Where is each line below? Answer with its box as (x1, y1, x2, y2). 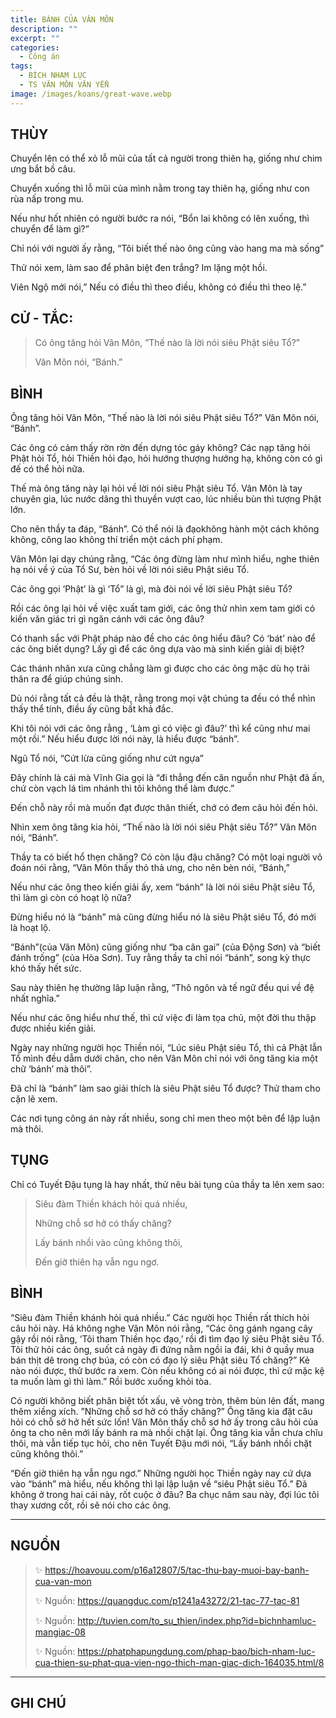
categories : (10, 42, 60, 53)
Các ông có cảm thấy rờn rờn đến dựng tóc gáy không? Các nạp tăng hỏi (10, 442, 311, 454)
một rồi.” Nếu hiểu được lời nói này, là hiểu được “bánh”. (10, 733, 240, 745)
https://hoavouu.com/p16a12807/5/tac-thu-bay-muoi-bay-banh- (44, 1564, 310, 1576)
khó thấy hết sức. (10, 962, 82, 975)
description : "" (10, 24, 78, 34)
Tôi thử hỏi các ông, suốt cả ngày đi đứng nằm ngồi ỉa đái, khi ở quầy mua (10, 1343, 315, 1355)
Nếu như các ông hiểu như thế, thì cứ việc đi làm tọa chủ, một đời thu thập (10, 1012, 317, 1024)
